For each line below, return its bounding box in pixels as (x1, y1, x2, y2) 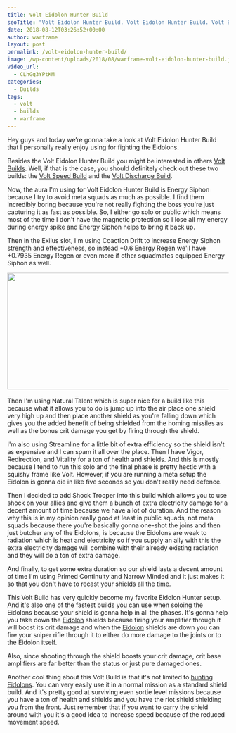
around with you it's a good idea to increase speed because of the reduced (7, 710, 225, 718)
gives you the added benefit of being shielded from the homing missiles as (7, 419, 223, 427)
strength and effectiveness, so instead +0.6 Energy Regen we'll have (7, 244, 206, 252)
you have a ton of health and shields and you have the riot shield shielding (7, 695, 222, 703)
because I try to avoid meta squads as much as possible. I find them (7, 192, 204, 201)
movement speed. (7, 718, 60, 726)
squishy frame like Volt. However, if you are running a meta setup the (7, 470, 207, 478)
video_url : (7, 63, 39, 70)
